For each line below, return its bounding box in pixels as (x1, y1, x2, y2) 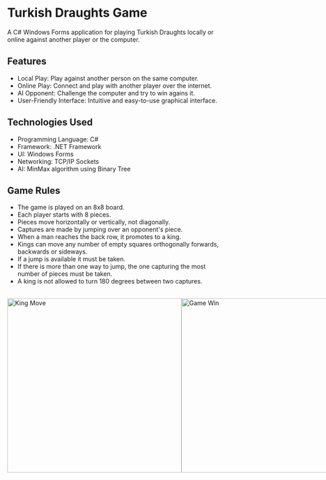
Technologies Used (7, 116, 93, 128)
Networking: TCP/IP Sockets (17, 157, 100, 165)
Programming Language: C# (17, 134, 99, 144)
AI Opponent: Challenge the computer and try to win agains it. (17, 88, 195, 97)
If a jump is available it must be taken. (17, 255, 126, 263)
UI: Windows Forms (17, 150, 75, 158)
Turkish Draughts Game (7, 5, 148, 21)
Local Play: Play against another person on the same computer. (17, 74, 199, 82)
